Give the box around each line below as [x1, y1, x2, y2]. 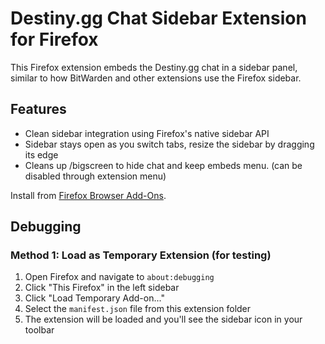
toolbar [24, 324, 55, 336]
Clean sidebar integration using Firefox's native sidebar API [24, 127, 270, 139]
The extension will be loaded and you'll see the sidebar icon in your [24, 313, 303, 326]
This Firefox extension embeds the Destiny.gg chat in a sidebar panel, [10, 61, 298, 73]
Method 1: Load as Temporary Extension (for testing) [10, 248, 272, 262]
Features [10, 101, 67, 118]
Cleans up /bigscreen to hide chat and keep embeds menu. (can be [24, 159, 303, 171]
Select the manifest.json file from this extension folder [24, 303, 252, 315]
